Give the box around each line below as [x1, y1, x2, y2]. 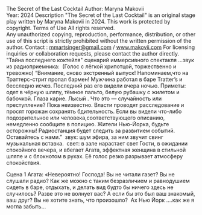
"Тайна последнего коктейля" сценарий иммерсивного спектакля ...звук [6, 57, 195, 63]
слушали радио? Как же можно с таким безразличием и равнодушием [6, 178, 190, 184]
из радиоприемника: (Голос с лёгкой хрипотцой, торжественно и [6, 63, 177, 70]
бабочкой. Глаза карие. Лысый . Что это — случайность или [6, 95, 162, 102]
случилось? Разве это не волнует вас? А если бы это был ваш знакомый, [6, 190, 195, 197]
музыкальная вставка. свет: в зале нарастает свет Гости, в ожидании [6, 140, 188, 147]
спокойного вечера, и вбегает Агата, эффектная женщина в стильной [6, 146, 186, 153]
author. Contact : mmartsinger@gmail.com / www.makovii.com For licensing [6, 43, 195, 51]
